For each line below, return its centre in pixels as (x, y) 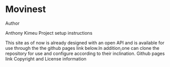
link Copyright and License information (46, 58)
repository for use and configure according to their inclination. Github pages (85, 53)
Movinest (26, 9)
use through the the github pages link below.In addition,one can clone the (82, 48)
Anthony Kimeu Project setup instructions (49, 33)
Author (12, 23)
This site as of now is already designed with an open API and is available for (85, 43)
